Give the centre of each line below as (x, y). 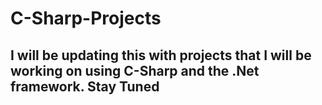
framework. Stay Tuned (85, 86)
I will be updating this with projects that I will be (161, 55)
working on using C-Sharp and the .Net (135, 70)
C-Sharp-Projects (86, 18)
